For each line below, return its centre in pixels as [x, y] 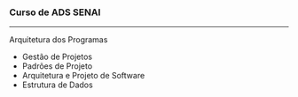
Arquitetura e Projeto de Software [83, 76]
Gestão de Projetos [57, 57]
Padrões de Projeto [57, 66]
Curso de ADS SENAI [55, 12]
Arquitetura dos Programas [59, 40]
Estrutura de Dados [57, 85]
